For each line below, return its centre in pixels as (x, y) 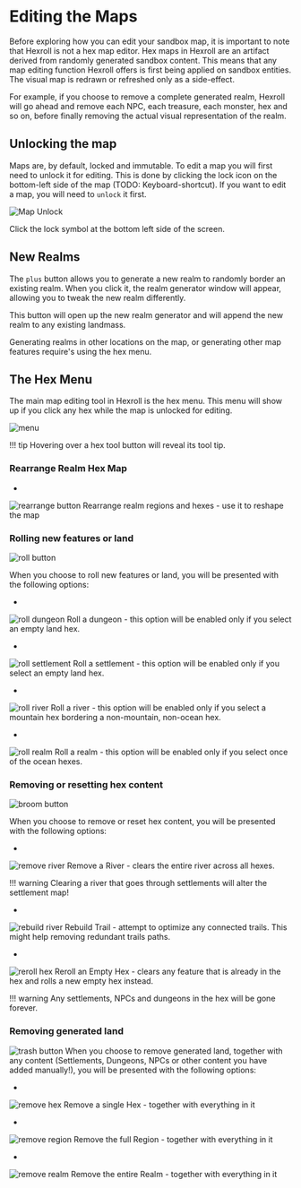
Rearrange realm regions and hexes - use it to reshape (183, 505)
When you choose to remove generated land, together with (174, 1051)
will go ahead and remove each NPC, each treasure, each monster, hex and (149, 106)
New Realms (45, 257)
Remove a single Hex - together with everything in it (159, 1105)
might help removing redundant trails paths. (90, 937)
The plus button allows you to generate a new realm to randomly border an (147, 279)
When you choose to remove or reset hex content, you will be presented (142, 822)
